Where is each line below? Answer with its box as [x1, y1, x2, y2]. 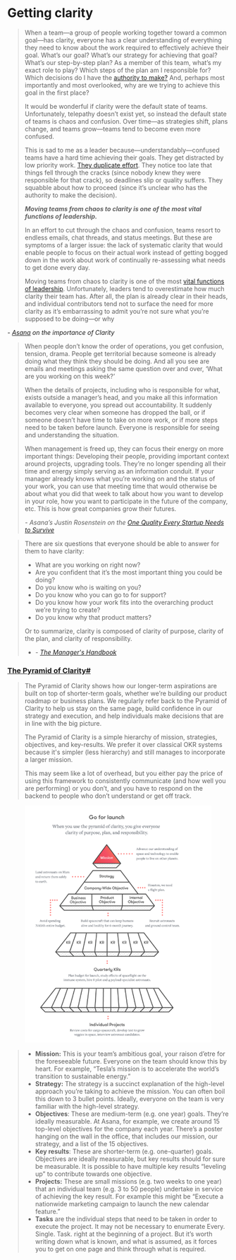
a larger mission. [24, 755, 73, 764]
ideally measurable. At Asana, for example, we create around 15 [35, 1117, 221, 1125]
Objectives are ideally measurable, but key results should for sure [35, 1154, 225, 1163]
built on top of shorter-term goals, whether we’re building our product [24, 689, 228, 697]
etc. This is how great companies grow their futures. [24, 504, 177, 513]
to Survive [24, 525, 55, 534]
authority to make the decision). [24, 191, 118, 199]
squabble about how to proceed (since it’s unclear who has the [24, 183, 208, 192]
